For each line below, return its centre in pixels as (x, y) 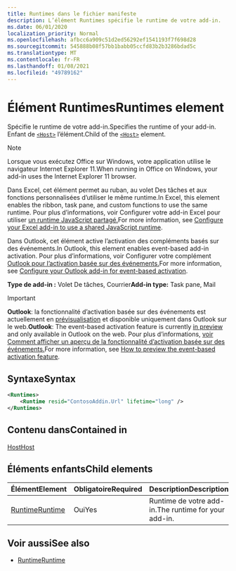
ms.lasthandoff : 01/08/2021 (48, 66)
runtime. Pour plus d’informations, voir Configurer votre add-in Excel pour (114, 212)
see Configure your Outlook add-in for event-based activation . (98, 271)
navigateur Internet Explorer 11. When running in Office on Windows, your (112, 169)
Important (21, 298)
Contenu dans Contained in (67, 430)
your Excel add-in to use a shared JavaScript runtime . (85, 227)
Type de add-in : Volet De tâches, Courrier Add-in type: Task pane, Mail (112, 285)
